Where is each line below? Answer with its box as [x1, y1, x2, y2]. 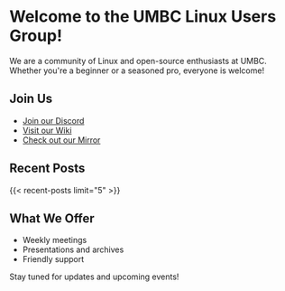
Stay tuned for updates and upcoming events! [9, 271, 179, 282]
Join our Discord [22, 115, 85, 126]
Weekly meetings [22, 235, 87, 246]
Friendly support [22, 254, 84, 265]
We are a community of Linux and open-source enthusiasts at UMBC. [9, 55, 268, 66]
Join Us [9, 91, 53, 107]
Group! [9, 25, 63, 46]
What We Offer [9, 211, 95, 226]
